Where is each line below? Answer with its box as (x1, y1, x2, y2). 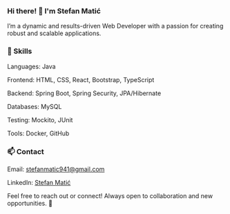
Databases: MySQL (7, 102, 62, 110)
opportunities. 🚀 (7, 199, 53, 207)
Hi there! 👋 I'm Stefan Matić (7, 6, 102, 16)
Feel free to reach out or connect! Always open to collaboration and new (7, 191, 213, 200)
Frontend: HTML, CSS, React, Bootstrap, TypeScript (7, 75, 155, 84)
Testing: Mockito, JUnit (7, 115, 73, 124)
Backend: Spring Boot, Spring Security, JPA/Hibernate (7, 89, 162, 97)
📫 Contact (7, 146, 44, 156)
